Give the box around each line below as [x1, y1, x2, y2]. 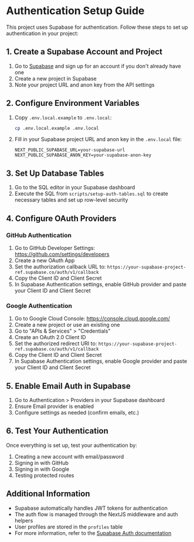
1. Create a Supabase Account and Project [6, 47, 163, 57]
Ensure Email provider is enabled [14, 403, 94, 410]
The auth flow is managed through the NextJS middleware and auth [14, 510, 178, 518]
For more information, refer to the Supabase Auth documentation [14, 529, 172, 536]
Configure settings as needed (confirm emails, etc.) [14, 409, 139, 416]
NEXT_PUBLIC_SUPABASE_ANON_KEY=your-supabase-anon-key [14, 152, 152, 158]
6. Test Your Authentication [6, 426, 108, 436]
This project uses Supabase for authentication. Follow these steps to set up [6, 24, 189, 31]
